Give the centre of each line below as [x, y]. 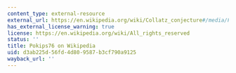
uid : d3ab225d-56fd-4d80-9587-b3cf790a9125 [72, 53]
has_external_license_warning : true [61, 26]
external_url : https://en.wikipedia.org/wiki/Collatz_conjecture [105, 20]
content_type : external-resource [56, 14]
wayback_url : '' [31, 59]
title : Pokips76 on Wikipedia [52, 46]
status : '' [23, 40]
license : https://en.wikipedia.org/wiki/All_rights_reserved [99, 33]
